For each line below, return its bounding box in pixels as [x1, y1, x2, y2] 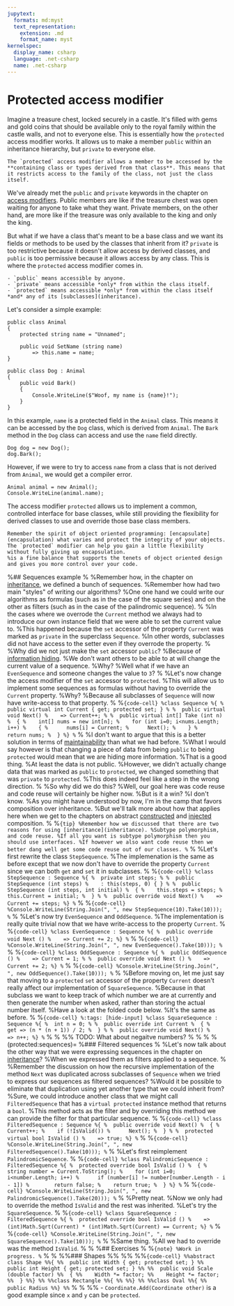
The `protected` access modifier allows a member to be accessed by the [7, 158, 223, 165]
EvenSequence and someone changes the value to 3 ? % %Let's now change [7, 669, 221, 677]
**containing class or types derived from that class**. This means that [7, 164, 226, 171]
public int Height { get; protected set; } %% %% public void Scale [7, 1265, 214, 1272]
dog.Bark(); [7, 450, 42, 457]
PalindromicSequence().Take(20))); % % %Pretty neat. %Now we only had [7, 1193, 223, 1202]
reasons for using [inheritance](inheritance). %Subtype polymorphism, [7, 826, 219, 833]
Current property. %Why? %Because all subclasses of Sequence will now [7, 691, 215, 700]
